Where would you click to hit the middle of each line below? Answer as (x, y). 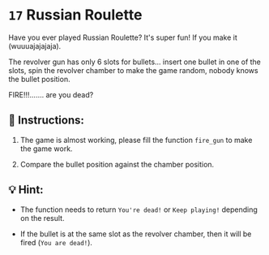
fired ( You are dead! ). (56, 242)
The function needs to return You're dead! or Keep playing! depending (139, 210)
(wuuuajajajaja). (35, 45)
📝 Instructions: (47, 121)
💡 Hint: (26, 190)
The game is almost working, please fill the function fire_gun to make (136, 140)
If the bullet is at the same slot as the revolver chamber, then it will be (136, 234)
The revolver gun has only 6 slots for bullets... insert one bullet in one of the (135, 62)
